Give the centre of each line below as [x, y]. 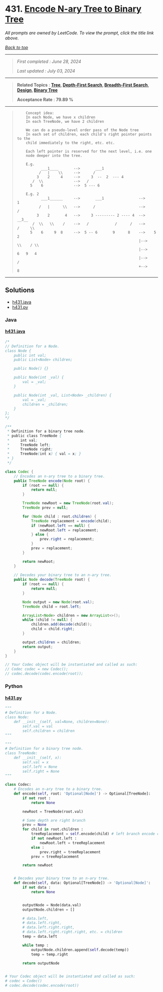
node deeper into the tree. [54, 155]
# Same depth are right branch [54, 820]
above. [12, 38]
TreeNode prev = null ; [45, 508]
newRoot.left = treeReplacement [72, 843]
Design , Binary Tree [37, 90]
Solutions [20, 290]
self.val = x [36, 762]
